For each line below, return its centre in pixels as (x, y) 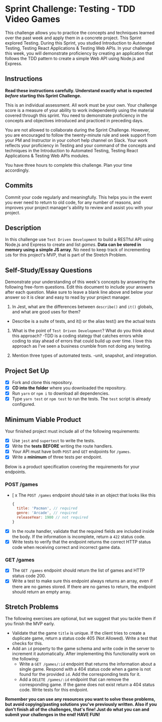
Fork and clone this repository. (42, 382)
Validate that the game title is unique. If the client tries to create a (79, 633)
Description (23, 228)
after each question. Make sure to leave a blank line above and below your (79, 292)
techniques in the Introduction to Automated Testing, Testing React (72, 150)
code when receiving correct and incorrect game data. (66, 547)
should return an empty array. (42, 592)
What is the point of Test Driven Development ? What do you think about (83, 331)
